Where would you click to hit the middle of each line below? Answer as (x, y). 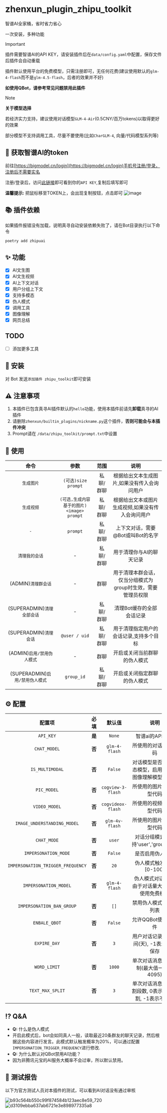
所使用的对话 (147, 745)
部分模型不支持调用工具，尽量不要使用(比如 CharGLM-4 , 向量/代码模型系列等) (82, 135)
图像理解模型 (147, 777)
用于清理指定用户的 (135, 629)
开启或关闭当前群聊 (135, 653)
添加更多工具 (25, 349)
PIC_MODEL (47, 790)
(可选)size (75, 481)
